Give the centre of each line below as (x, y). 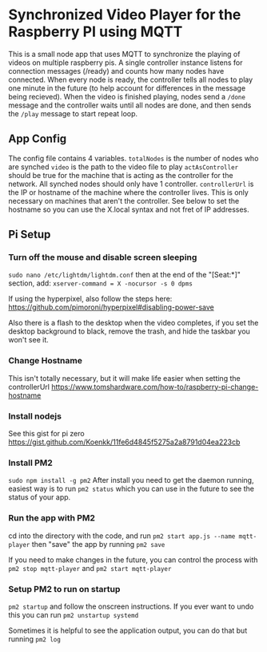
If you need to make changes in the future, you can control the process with (133, 560)
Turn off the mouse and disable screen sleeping (103, 257)
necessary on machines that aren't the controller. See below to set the (124, 200)
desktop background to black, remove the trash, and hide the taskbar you (129, 331)
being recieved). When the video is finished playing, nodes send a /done (127, 96)
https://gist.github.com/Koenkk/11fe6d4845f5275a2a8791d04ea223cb (124, 442)
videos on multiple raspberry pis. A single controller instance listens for (126, 63)
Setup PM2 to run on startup (64, 589)
